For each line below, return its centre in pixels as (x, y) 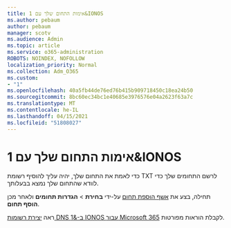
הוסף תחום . (24, 204)
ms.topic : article (34, 46)
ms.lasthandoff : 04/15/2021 (48, 116)
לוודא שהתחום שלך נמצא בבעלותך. (53, 183)
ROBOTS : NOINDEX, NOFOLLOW (46, 59)
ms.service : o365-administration (55, 53)
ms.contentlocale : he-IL (43, 110)
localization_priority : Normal (52, 65)
